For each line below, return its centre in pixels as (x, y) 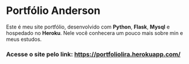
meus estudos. (24, 39)
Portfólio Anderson (53, 11)
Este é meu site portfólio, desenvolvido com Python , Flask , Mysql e (88, 27)
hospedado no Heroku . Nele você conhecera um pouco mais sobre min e (94, 33)
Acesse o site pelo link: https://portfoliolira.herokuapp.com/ (93, 54)
